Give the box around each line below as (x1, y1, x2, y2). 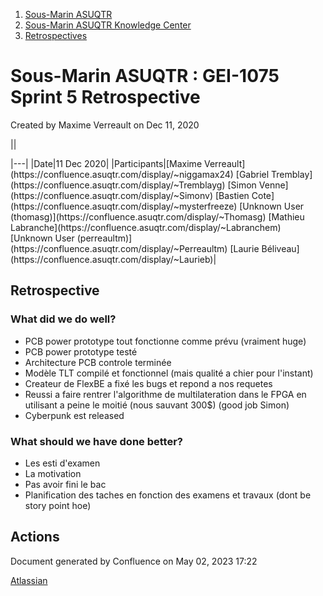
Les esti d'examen (24, 457, 101, 469)
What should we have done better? (10, 434, 183, 448)
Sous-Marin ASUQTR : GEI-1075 (10, 65, 280, 88)
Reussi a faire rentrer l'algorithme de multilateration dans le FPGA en (24, 388, 307, 400)
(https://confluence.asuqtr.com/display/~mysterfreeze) (10, 200, 238, 212)
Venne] (258, 179, 289, 191)
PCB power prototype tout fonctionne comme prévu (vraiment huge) (24, 335, 307, 347)
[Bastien (214, 189, 250, 201)
